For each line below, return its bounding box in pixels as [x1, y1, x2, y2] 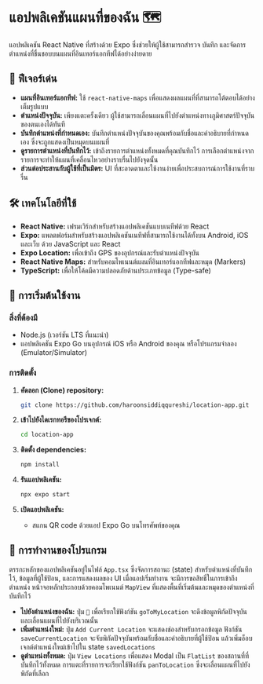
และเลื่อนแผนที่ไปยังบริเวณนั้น [20, 616, 99, 625]
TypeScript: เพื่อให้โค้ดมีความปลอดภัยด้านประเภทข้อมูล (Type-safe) [20, 265, 211, 275]
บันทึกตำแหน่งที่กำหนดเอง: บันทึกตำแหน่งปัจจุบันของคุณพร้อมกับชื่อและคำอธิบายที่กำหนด [20, 128, 250, 137]
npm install [20, 461, 60, 469]
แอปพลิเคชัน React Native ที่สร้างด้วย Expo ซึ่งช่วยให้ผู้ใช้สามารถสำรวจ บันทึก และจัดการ [9, 39, 247, 49]
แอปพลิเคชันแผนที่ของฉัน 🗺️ [9, 9, 162, 27]
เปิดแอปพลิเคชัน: [20, 505, 65, 514]
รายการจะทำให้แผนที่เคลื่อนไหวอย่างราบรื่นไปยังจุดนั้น [20, 155, 159, 164]
